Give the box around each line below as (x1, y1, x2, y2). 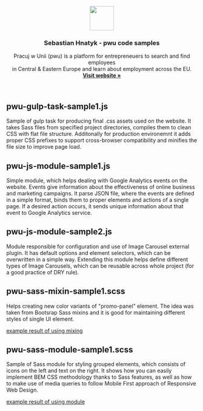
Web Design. (6, 386, 38, 394)
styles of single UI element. (6, 315, 75, 322)
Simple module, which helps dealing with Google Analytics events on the (6, 177, 188, 184)
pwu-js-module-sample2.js (6, 226, 112, 237)
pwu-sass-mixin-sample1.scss (6, 286, 125, 297)
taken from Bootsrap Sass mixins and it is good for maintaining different (6, 308, 185, 316)
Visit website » (82, 72, 121, 79)
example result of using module (6, 398, 85, 406)
